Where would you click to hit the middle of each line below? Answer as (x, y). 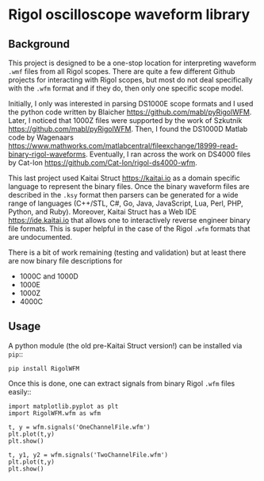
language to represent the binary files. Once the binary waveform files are (129, 187)
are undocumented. (40, 237)
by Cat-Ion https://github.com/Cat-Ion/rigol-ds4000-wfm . (103, 163)
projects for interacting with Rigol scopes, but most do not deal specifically (130, 80)
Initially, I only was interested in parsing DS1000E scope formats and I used (131, 104)
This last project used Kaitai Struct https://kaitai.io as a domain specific (124, 178)
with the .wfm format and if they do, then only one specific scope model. (126, 88)
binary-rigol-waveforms (47, 154)
